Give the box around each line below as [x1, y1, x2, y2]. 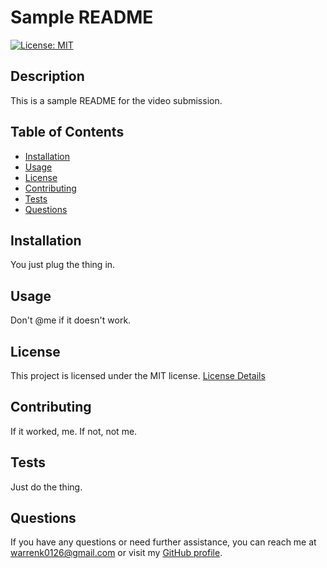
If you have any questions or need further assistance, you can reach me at [10, 536, 317, 548]
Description [10, 68, 85, 85]
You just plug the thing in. [10, 259, 116, 271]
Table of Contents [10, 124, 125, 141]
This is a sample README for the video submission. [10, 94, 223, 106]
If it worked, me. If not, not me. [10, 425, 138, 437]
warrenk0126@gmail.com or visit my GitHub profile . [10, 547, 223, 559]
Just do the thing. [10, 481, 83, 493]
